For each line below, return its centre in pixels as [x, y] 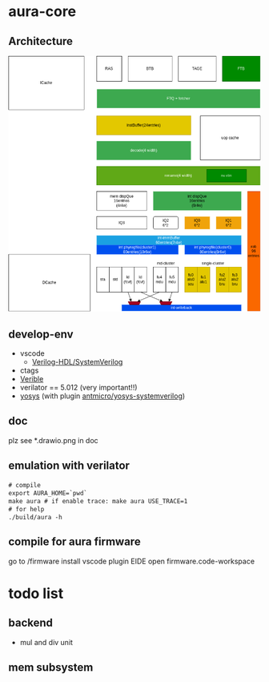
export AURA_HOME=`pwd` [48, 493]
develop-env [41, 334]
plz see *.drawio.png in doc [53, 440]
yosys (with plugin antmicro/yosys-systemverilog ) [102, 396]
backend [31, 623]
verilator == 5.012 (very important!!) [78, 388]
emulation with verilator [69, 466]
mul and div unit [46, 642]
